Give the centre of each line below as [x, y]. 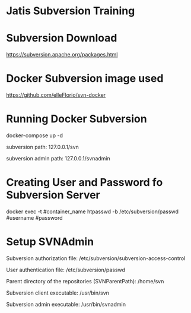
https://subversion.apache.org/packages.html [62, 55]
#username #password [35, 217]
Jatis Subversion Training [71, 11]
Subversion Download [62, 38]
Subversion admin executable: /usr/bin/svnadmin [66, 304]
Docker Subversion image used [85, 79]
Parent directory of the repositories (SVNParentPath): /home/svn [85, 281]
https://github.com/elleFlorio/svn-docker [56, 95]
